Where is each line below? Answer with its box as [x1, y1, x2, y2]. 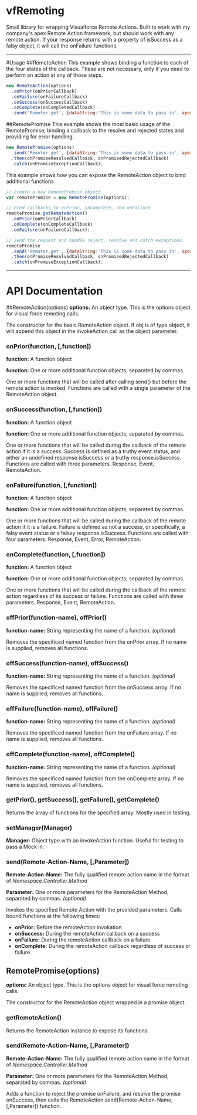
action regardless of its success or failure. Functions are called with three [6, 593, 184, 600]
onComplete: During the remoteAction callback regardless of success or [14, 943, 191, 950]
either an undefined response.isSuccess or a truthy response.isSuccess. [6, 454, 182, 461]
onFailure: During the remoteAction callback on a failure [14, 936, 151, 943]
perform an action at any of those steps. [6, 72, 103, 79]
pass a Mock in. [6, 843, 45, 851]
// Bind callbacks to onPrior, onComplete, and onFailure [6, 205, 151, 211]
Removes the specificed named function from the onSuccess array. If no [6, 684, 182, 691]
